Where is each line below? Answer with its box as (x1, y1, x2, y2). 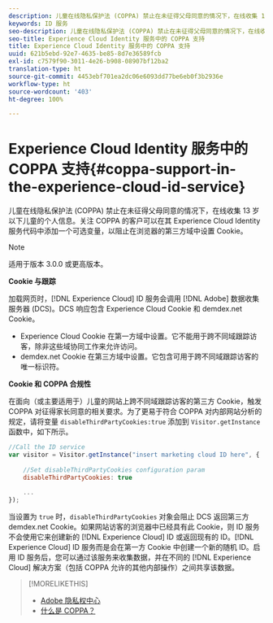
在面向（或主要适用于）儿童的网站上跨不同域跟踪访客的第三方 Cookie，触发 (8, 396, 262, 407)
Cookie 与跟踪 (8, 277, 57, 286)
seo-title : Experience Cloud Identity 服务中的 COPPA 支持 (8, 34, 206, 43)
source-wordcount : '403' (8, 87, 93, 96)
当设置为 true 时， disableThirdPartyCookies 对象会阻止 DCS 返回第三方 (8, 512, 249, 521)
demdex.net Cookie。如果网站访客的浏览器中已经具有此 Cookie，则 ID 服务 (8, 522, 260, 532)
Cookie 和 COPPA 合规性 (8, 379, 92, 389)
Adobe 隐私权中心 (40, 595, 101, 606)
